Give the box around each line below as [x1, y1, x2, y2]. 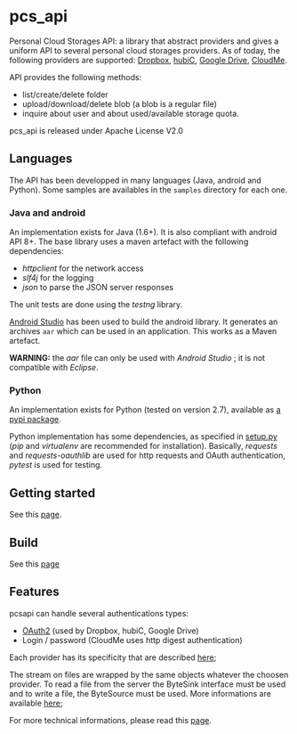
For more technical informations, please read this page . [9, 714, 212, 725]
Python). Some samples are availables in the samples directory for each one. [9, 184, 288, 195]
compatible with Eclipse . [9, 363, 100, 373]
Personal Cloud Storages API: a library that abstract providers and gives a [9, 36, 279, 46]
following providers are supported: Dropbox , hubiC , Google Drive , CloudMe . [9, 54, 287, 65]
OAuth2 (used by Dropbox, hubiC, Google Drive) [21, 625, 199, 636]
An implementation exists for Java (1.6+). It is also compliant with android [9, 227, 277, 238]
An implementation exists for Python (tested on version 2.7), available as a [9, 404, 282, 415]
